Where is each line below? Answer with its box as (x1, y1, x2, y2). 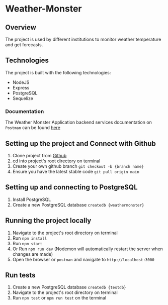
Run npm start (12, 240, 43, 246)
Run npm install (12, 235, 47, 241)
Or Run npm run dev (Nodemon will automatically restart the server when (12, 246, 163, 252)
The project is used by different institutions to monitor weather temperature (5, 36, 161, 42)
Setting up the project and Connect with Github (5, 139, 156, 148)
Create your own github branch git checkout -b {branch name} (12, 163, 144, 169)
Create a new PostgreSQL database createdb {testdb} (12, 284, 127, 290)
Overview (5, 23, 37, 32)
